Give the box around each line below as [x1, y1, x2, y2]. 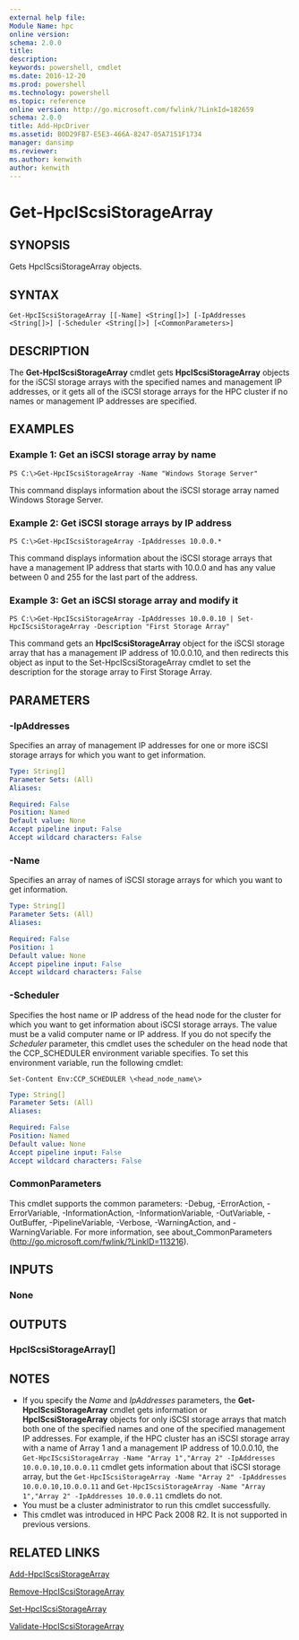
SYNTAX [9, 287, 60, 302]
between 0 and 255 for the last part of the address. [9, 571, 199, 582]
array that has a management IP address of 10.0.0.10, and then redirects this [9, 648, 289, 659]
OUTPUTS [9, 1316, 67, 1332]
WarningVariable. [9, 1226, 73, 1237]
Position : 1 [9, 943, 54, 952]
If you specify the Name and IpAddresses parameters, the [21, 1395, 236, 1406]
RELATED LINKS [9, 1545, 100, 1560]
